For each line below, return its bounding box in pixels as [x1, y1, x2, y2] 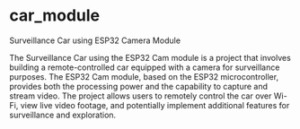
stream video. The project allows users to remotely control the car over [9, 90, 272, 101]
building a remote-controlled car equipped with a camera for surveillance [9, 62, 280, 73]
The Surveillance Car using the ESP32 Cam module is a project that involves [9, 52, 292, 63]
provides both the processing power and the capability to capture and [9, 81, 268, 91]
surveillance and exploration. [9, 109, 117, 120]
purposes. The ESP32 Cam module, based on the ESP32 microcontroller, [9, 71, 279, 82]
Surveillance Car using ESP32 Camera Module [9, 35, 181, 46]
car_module [9, 5, 101, 26]
